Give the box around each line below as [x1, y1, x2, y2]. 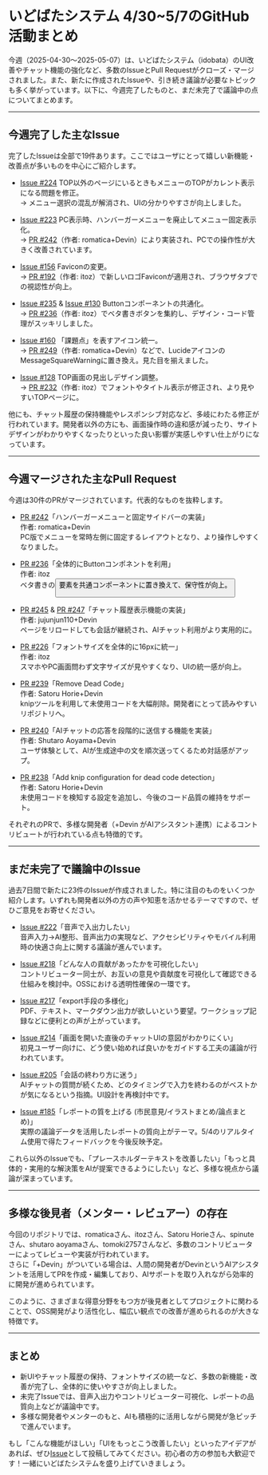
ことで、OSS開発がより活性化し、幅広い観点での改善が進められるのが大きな [8, 1306, 259, 1315]
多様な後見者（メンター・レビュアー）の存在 [8, 1207, 228, 1220]
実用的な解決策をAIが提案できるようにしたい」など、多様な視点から [29, 1163, 253, 1173]
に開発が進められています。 [8, 1279, 99, 1289]
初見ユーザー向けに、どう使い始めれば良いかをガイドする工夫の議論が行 [19, 1042, 258, 1052]
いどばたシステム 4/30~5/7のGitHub [8, 7, 250, 26]
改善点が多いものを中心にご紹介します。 [8, 160, 141, 170]
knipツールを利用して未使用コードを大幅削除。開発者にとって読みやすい [19, 698, 258, 708]
